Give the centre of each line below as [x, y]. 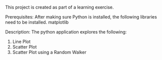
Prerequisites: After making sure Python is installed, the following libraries [81, 17]
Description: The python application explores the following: [66, 32]
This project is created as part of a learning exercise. [59, 7]
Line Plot [21, 41]
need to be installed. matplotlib [37, 22]
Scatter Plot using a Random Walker [49, 52]
